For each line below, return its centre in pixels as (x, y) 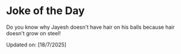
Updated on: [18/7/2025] (36, 45)
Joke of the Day (45, 11)
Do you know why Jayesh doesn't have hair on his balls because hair (90, 27)
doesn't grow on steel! (34, 33)
